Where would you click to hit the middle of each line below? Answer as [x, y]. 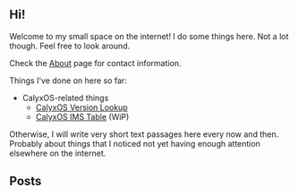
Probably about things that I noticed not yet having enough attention [135, 143]
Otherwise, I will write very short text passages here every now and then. [144, 134]
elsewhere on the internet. [58, 153]
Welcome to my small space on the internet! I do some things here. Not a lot [149, 36]
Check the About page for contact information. [95, 63]
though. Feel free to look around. [70, 46]
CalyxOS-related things [65, 97]
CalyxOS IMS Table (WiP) [82, 116]
